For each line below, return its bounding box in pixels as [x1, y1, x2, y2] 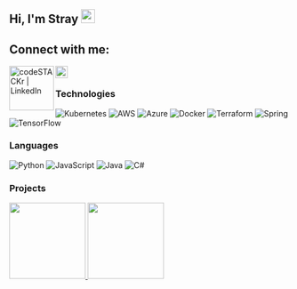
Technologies [55, 88, 116, 100]
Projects [9, 181, 46, 194]
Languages [9, 140, 60, 152]
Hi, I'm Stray [9, 12, 79, 27]
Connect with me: [9, 42, 110, 57]
